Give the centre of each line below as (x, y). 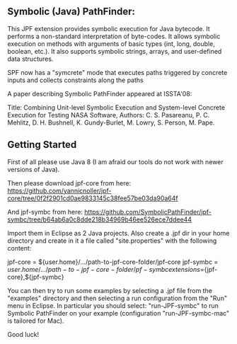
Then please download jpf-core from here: (69, 183)
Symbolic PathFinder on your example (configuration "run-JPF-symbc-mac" (118, 313)
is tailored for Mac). (36, 321)
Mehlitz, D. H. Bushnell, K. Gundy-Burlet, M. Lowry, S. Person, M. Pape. (111, 122)
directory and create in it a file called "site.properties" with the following (112, 241)
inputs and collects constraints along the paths (75, 80)
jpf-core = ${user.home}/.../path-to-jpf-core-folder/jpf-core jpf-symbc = (113, 262)
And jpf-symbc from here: (45, 212)
